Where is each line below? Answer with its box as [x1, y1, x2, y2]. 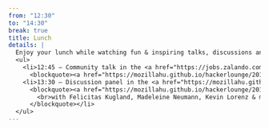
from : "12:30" [8, 11, 56, 20]
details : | [8, 41, 45, 49]
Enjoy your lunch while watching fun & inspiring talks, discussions [15, 48, 252, 56]
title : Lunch [8, 33, 52, 42]
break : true [8, 26, 48, 34]
